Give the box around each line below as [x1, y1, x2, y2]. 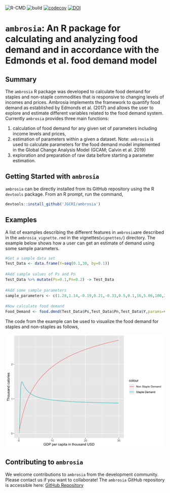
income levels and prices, [12, 131, 66, 136]
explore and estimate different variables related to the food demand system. [5, 110, 163, 116]
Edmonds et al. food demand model [5, 55, 157, 66]
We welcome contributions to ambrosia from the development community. [5, 471, 159, 477]
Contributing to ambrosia [5, 458, 83, 467]
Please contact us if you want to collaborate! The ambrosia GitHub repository [5, 477, 165, 483]
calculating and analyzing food [5, 33, 138, 45]
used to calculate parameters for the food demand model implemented [12, 142, 160, 147]
